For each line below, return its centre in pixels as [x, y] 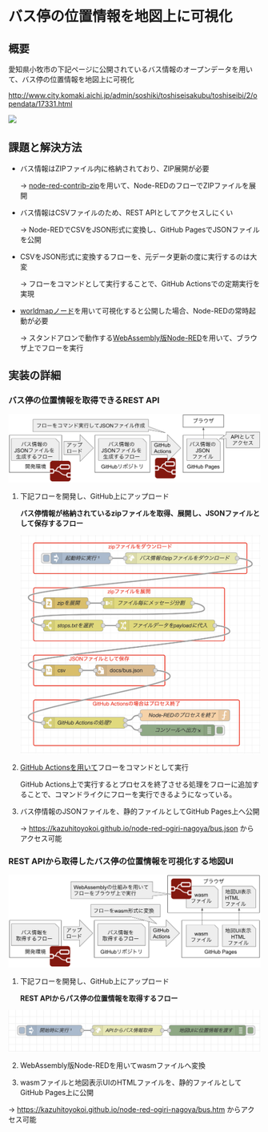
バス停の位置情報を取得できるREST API [84, 400]
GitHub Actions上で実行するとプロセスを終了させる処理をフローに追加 [136, 784]
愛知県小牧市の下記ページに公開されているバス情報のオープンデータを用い [131, 69]
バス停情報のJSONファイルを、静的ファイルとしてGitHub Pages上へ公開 [140, 811]
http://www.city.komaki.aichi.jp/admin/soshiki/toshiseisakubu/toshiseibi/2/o [133, 95]
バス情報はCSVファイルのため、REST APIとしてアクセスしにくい [126, 212]
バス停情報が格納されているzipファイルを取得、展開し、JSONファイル [136, 513]
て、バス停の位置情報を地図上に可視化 [71, 79]
